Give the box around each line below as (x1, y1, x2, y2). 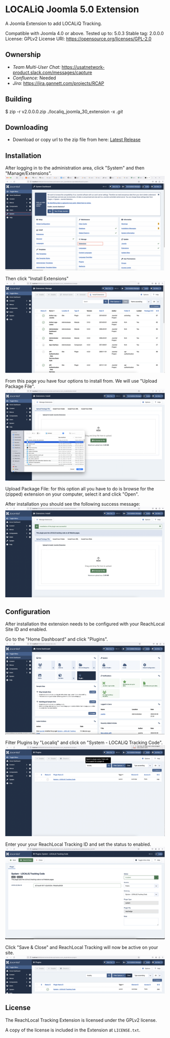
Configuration (5, 607, 51, 616)
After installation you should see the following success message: (5, 501, 141, 507)
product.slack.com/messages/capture (12, 69, 93, 75)
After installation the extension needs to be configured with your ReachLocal (5, 621, 165, 627)
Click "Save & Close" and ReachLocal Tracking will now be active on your (5, 944, 158, 950)
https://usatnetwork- (61, 64, 105, 70)
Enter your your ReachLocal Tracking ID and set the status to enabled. (5, 841, 151, 847)
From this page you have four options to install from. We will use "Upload (5, 378, 158, 384)
